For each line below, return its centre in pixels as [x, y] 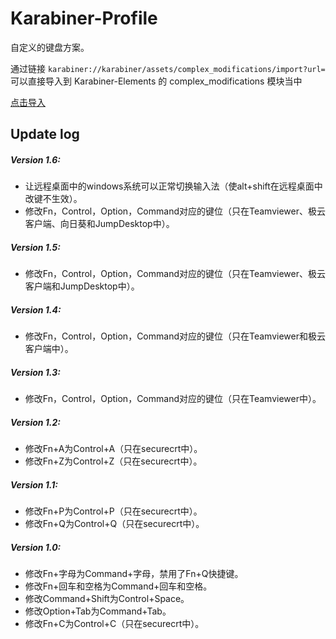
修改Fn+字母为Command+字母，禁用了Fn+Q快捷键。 [134, 574]
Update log [45, 134]
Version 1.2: [36, 422]
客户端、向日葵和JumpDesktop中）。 [99, 224]
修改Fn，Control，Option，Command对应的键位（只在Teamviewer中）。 [173, 399]
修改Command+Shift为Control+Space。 [107, 599]
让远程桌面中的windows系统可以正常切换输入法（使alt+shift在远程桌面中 [173, 186]
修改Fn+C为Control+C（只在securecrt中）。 [114, 624]
